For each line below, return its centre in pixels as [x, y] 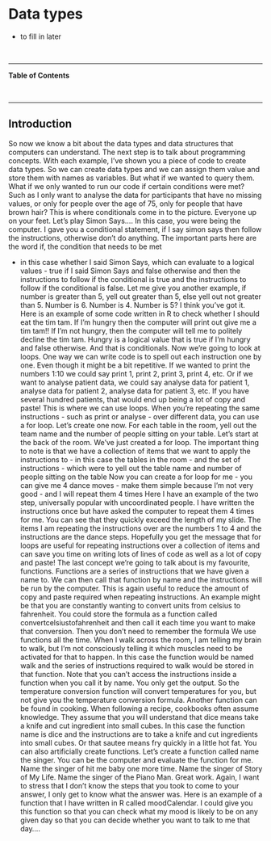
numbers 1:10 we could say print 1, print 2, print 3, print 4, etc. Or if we [136, 373]
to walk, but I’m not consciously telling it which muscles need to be [131, 648]
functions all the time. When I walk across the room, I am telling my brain [141, 640]
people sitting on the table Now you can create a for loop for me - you [136, 477]
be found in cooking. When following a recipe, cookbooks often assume [140, 709]
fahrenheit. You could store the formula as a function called [119, 614]
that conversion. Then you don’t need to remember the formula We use [138, 631]
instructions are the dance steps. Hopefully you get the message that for [141, 536]
